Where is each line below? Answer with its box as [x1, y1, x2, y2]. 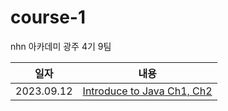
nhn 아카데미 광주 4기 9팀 [10, 40, 112, 52]
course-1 [10, 6, 87, 29]
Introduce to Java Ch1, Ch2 [82, 84, 213, 98]
